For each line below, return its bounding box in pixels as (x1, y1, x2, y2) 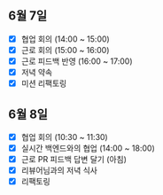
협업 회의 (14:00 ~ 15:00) (20, 34, 110, 44)
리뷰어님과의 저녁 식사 (20, 165, 98, 175)
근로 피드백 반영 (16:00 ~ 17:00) (20, 56, 134, 66)
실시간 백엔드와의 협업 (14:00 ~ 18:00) (20, 143, 156, 153)
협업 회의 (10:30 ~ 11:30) (20, 131, 108, 142)
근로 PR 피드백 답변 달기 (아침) (20, 154, 128, 165)
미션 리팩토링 (20, 78, 67, 89)
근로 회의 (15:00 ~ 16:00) (20, 44, 110, 55)
